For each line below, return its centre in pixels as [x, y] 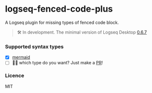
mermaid [21, 57]
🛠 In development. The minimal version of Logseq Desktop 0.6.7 [82, 32]
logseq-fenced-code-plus [59, 9]
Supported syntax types [34, 46]
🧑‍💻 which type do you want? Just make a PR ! [57, 63]
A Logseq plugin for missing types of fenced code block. [62, 22]
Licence [15, 75]
